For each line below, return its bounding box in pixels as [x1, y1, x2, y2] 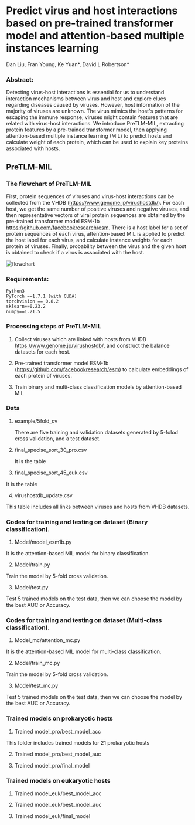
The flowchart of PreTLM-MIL [6, 179, 92, 188]
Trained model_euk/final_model [14, 813, 91, 819]
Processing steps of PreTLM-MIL [6, 322, 101, 331]
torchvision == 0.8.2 [6, 298, 59, 304]
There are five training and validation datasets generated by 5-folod [14, 429, 179, 436]
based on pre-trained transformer [6, 16, 174, 30]
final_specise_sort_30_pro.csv [14, 446, 87, 453]
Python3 [6, 288, 25, 294]
